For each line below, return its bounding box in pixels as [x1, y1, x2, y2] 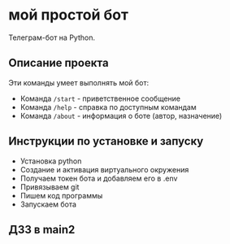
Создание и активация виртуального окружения [20, 164, 189, 174]
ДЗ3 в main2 [8, 222, 76, 237]
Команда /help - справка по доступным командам [20, 102, 197, 111]
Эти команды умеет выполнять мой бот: [8, 77, 150, 87]
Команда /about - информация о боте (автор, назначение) [20, 111, 223, 120]
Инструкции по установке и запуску [8, 134, 204, 148]
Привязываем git [20, 181, 80, 192]
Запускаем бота [20, 199, 77, 209]
